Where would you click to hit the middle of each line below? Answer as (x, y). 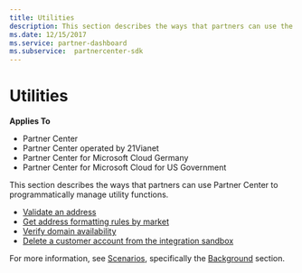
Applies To (30, 121)
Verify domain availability (69, 231)
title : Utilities (42, 18)
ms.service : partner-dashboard (68, 43)
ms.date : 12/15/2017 (48, 34)
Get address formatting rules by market (96, 221)
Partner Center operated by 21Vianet (91, 148)
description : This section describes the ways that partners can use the (151, 26)
